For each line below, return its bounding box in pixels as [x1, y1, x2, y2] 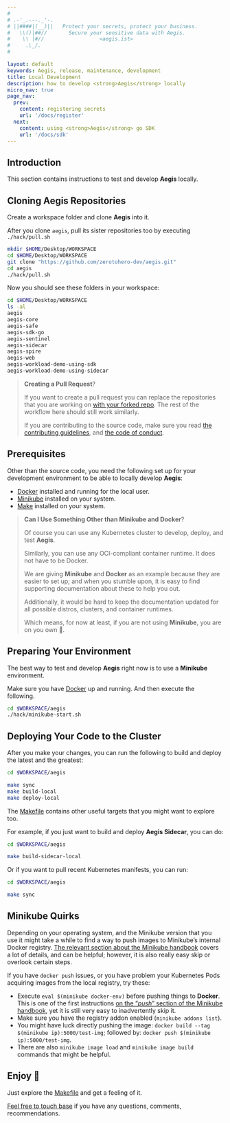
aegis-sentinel [7, 335, 51, 342]
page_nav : [7, 93, 36, 100]
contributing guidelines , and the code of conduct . [23, 428, 165, 437]
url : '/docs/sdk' [19, 131, 69, 138]
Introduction [7, 156, 62, 168]
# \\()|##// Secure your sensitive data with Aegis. [7, 29, 186, 36]
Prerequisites [7, 448, 66, 460]
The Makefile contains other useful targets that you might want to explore [7, 807, 215, 815]
